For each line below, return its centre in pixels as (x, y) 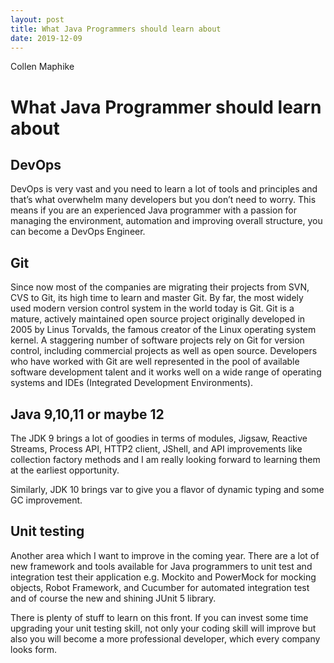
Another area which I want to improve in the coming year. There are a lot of (165, 555)
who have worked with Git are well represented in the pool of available (155, 362)
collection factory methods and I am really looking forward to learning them (165, 459)
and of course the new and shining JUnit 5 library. (113, 598)
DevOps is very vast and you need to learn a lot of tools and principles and (164, 189)
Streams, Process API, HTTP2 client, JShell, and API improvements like (156, 449)
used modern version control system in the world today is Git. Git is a (152, 308)
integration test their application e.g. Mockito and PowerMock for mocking (163, 577)
